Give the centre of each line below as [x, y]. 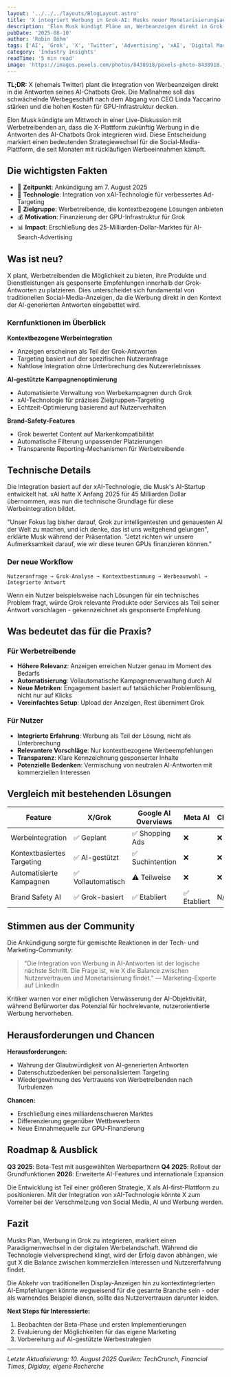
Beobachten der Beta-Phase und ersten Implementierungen [102, 1324]
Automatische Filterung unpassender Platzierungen [90, 441]
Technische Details [49, 470]
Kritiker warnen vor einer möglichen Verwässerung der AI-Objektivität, [107, 999]
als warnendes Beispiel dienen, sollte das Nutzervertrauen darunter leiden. [113, 1298]
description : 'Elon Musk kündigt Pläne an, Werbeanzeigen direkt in [107, 26]
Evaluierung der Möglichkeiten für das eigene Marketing [97, 1331]
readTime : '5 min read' [41, 59]
